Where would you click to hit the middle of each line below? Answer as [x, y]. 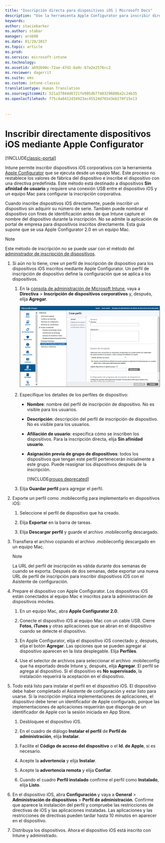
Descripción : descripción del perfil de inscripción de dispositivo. [93, 419]
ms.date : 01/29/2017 [26, 42]
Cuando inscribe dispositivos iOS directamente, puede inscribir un [72, 203]
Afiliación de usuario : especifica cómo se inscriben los [83, 434]
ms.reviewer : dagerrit [28, 73]
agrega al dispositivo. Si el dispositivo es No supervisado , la [81, 671]
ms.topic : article [24, 47]
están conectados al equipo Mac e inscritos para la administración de [82, 596]
